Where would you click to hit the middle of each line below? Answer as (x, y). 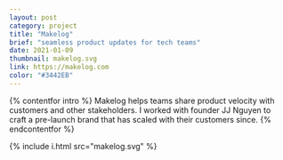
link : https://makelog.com (59, 68)
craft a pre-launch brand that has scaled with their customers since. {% (140, 119)
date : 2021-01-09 (41, 51)
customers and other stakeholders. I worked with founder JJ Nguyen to (140, 110)
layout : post (33, 17)
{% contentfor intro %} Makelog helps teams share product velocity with (142, 100)
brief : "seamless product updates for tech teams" (105, 42)
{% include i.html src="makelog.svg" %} (83, 146)
